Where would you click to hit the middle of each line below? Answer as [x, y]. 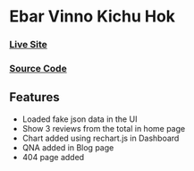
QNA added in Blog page [68, 147]
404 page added [53, 157]
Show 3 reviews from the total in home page [104, 128]
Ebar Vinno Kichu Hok [93, 17]
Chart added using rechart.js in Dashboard [101, 138]
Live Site [28, 45]
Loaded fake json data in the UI [80, 119]
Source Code [38, 69]
